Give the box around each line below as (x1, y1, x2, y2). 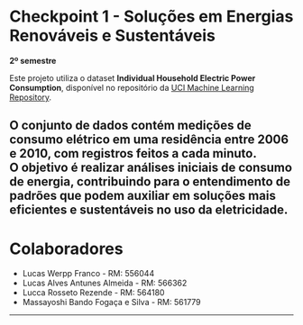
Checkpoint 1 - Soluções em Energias (9, 6, 294, 27)
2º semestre (9, 55, 57, 66)
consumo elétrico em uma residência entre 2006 (9, 132, 289, 148)
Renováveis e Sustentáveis (9, 25, 216, 46)
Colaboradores (9, 239, 124, 258)
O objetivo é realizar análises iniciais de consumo (9, 160, 293, 176)
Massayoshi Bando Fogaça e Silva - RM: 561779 (22, 297, 201, 308)
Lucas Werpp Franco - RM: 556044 (22, 268, 155, 279)
